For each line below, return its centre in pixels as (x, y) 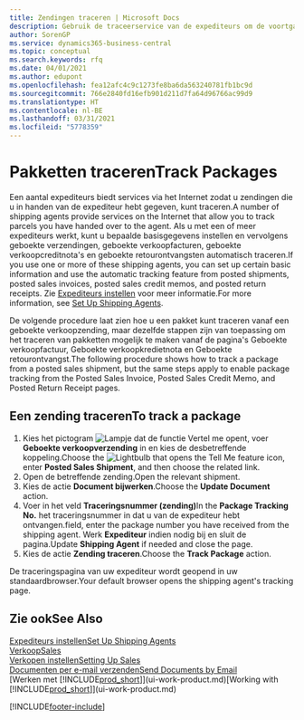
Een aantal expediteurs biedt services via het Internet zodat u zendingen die (151, 197)
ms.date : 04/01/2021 (48, 69)
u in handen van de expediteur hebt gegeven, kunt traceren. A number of (144, 206)
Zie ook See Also (56, 619)
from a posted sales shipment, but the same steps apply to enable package (150, 369)
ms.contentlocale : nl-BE (56, 110)
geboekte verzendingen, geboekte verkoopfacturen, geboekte (125, 245)
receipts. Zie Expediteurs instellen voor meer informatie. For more (130, 293)
